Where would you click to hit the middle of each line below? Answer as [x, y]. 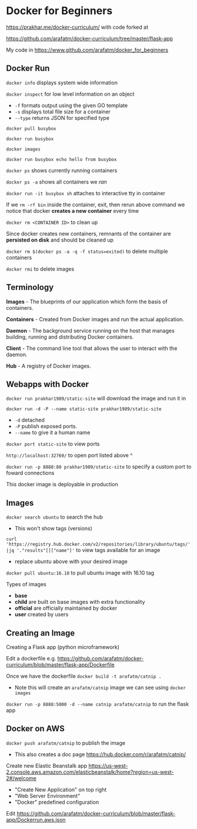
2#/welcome [21, 778]
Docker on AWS [35, 729]
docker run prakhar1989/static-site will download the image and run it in [96, 399]
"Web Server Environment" [47, 795]
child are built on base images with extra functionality [80, 602]
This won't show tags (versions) [54, 529]
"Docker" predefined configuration [56, 802]
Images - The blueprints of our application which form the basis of [87, 302]
